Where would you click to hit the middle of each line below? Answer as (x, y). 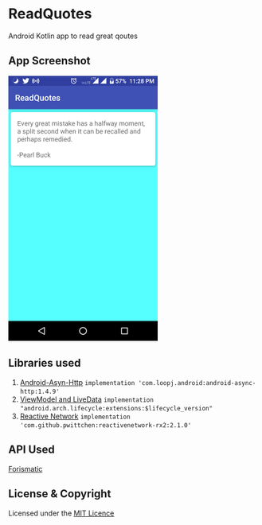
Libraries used (45, 363)
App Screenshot (49, 61)
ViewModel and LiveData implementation (86, 399)
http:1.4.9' (39, 391)
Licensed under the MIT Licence (61, 513)
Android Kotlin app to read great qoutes (73, 36)
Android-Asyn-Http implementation (77, 382)
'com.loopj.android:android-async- (197, 383)
